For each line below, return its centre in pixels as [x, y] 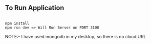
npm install [17, 23]
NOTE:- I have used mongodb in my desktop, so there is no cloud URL [76, 36]
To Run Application [35, 8]
